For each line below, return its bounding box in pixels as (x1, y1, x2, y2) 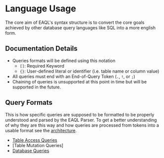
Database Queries (12, 148, 50, 154)
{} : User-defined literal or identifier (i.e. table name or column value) (19, 68, 160, 74)
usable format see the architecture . (5, 127, 77, 133)
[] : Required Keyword (19, 63, 64, 69)
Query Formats (5, 98, 53, 107)
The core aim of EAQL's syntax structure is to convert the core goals (5, 19, 145, 25)
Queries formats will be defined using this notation (12, 58, 115, 64)
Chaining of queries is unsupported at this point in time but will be (12, 79, 147, 84)
